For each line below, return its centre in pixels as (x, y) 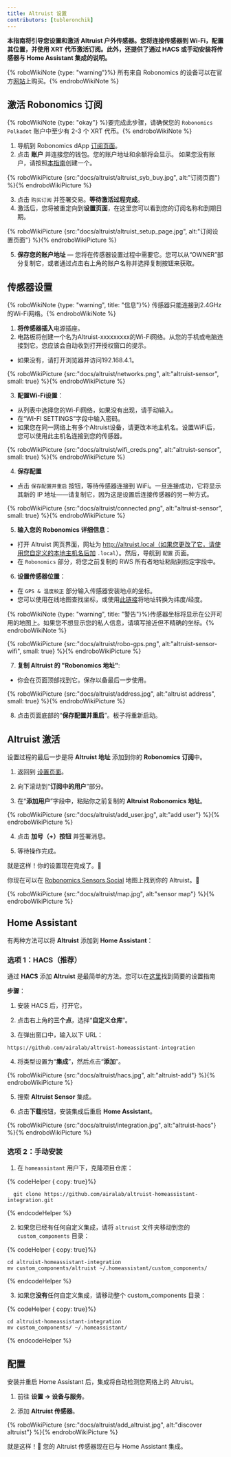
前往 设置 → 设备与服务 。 (52, 1396)
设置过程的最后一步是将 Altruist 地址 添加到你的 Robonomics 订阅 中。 (107, 757)
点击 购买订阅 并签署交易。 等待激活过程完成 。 (80, 200)
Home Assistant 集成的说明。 (69, 58)
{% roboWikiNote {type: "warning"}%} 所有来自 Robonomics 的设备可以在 (112, 72)
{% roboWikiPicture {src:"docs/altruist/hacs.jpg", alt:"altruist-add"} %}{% (111, 1075)
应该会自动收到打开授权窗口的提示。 (98, 346)
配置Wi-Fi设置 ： (40, 395)
